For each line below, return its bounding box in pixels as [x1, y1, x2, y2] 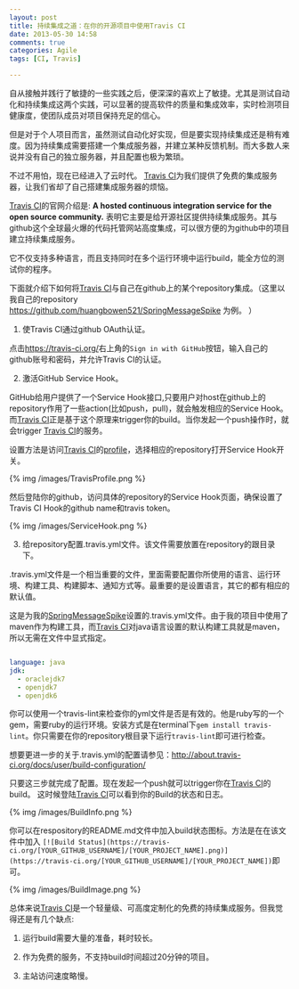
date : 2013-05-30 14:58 [9, 29, 98, 38]
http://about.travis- [171, 749, 242, 760]
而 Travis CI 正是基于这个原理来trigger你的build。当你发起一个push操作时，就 [9, 414, 289, 424]
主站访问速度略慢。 [21, 970, 93, 981]
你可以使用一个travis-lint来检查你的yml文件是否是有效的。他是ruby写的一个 [9, 708, 285, 719]
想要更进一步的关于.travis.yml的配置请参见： [9, 749, 172, 760]
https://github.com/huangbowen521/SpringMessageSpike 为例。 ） [9, 305, 256, 315]
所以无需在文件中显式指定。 [9, 633, 111, 642]
